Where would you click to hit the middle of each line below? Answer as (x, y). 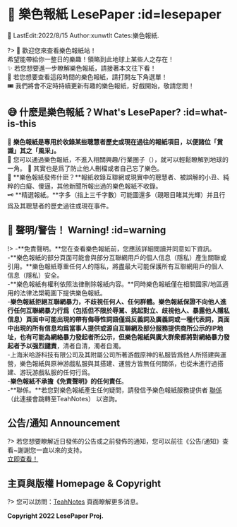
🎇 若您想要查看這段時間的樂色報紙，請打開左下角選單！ (87, 77)
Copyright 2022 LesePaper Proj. (55, 516)
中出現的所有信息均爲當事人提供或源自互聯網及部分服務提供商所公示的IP (112, 328)
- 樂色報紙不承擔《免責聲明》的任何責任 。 (68, 381)
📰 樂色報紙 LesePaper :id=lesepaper (115, 14)
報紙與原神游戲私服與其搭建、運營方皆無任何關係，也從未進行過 (124, 363)
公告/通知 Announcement (64, 423)
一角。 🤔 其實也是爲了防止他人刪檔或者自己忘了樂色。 (85, 168)
